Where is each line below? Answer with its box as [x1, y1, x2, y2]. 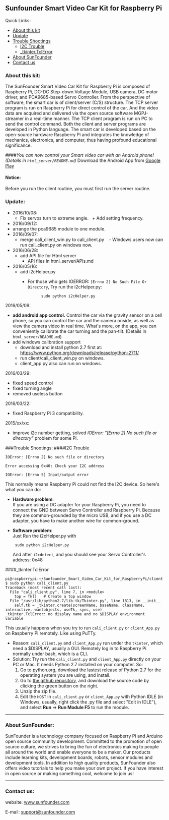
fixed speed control [12, 380, 53, 386]
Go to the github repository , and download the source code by [20, 677, 149, 683]
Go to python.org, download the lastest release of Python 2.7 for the [20, 667, 161, 673]
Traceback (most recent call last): [5, 585, 82, 590]
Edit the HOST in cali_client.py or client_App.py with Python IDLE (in [20, 693, 163, 699]
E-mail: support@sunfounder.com [5, 809, 75, 815]
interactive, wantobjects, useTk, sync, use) [5, 607, 102, 612]
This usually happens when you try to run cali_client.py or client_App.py [5, 625, 160, 631]
